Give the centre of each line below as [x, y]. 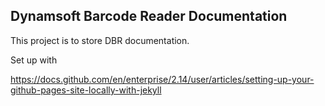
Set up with [34, 60]
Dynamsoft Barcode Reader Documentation [149, 16]
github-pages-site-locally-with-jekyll [86, 90]
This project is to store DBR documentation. [100, 40]
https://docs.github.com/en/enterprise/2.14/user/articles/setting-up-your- [162, 79]
